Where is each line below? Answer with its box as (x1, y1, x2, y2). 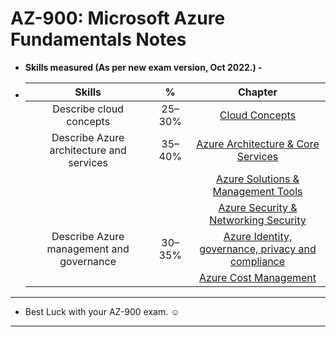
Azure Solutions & (215, 172, 300, 186)
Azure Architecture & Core (196, 137, 320, 151)
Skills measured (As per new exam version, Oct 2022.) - (24, 61, 263, 73)
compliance (229, 254, 286, 268)
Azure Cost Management (198, 270, 317, 284)
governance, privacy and (199, 242, 317, 256)
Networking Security (209, 213, 307, 227)
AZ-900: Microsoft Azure (10, 7, 226, 30)
